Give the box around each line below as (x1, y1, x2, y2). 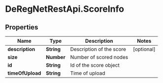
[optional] (132, 46, 156, 53)
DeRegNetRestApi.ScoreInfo (5, 3, 125, 15)
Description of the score (70, 46, 127, 53)
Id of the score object (70, 62, 120, 68)
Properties (5, 23, 38, 31)
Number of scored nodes (70, 54, 129, 60)
